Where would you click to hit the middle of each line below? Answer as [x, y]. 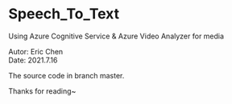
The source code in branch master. [66, 75]
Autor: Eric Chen [36, 51]
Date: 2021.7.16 [33, 60]
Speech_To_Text [64, 14]
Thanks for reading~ [42, 91]
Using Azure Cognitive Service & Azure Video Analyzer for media [116, 36]
